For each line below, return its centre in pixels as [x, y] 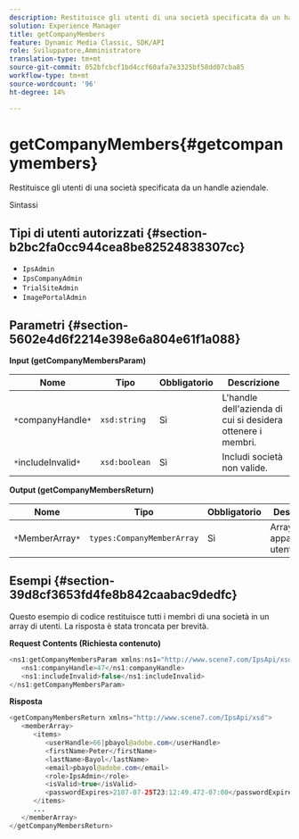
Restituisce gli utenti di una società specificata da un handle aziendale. [139, 187]
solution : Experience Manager [65, 26]
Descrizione [254, 383]
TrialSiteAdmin [50, 288]
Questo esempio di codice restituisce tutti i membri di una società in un [139, 616]
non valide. [245, 468]
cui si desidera [252, 420]
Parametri [37, 325]
